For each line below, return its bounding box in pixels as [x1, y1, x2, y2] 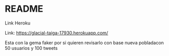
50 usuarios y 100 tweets [5, 45, 58, 51]
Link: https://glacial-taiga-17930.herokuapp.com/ [5, 30, 109, 36]
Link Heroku [5, 20, 31, 26]
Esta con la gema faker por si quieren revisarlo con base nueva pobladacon [5, 39, 164, 46]
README [5, 3, 44, 15]
